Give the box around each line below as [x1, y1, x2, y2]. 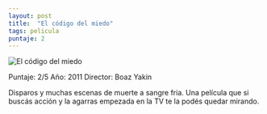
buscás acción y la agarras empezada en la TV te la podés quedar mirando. [8, 96, 260, 106]
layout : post [8, 11, 52, 20]
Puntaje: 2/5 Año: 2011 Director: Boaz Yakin [8, 72, 152, 82]
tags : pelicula [8, 27, 60, 35]
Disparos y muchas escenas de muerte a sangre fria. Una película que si [8, 88, 249, 98]
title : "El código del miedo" [8, 19, 114, 27]
